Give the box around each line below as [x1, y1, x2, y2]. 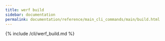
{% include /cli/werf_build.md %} [5, 31, 75, 37]
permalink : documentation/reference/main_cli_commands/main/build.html [5, 17, 160, 22]
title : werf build [5, 7, 44, 13]
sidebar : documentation [5, 12, 56, 17]
